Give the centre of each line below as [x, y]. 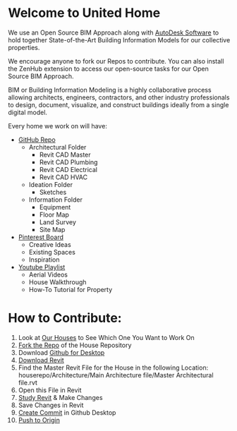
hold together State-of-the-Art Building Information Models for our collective [119, 40]
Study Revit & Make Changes [60, 397]
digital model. [28, 112]
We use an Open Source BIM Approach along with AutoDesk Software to [114, 32]
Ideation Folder [51, 184]
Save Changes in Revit [51, 405]
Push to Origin [39, 420]
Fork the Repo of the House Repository [75, 345]
